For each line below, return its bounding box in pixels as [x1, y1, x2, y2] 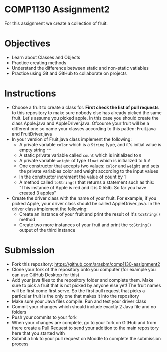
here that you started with [11, 330, 65, 336]
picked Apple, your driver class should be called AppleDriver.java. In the [11, 200, 160, 206]
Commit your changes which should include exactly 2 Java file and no [11, 303, 156, 309]
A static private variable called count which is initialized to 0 [19, 152, 142, 158]
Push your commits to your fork [11, 314, 77, 320]
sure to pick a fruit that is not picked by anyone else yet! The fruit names [11, 282, 161, 288]
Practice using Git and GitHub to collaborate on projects [11, 70, 127, 76]
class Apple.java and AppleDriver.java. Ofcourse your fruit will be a [11, 120, 149, 126]
